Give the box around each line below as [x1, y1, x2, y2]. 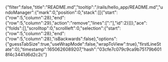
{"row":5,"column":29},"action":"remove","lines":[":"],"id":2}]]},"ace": [5, 20, 147, 26]
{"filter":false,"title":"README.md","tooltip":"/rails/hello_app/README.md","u [5, 4, 163, 10]
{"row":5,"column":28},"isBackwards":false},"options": [5, 36, 118, 42]
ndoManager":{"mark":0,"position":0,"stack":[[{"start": [5, 9, 118, 15]
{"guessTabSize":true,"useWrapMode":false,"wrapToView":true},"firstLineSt [5, 41, 161, 47]
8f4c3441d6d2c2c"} [5, 52, 48, 58]
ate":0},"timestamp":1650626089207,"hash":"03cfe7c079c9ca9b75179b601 [5, 47, 162, 52]
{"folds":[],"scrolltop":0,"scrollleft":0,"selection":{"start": [5, 25, 121, 31]
